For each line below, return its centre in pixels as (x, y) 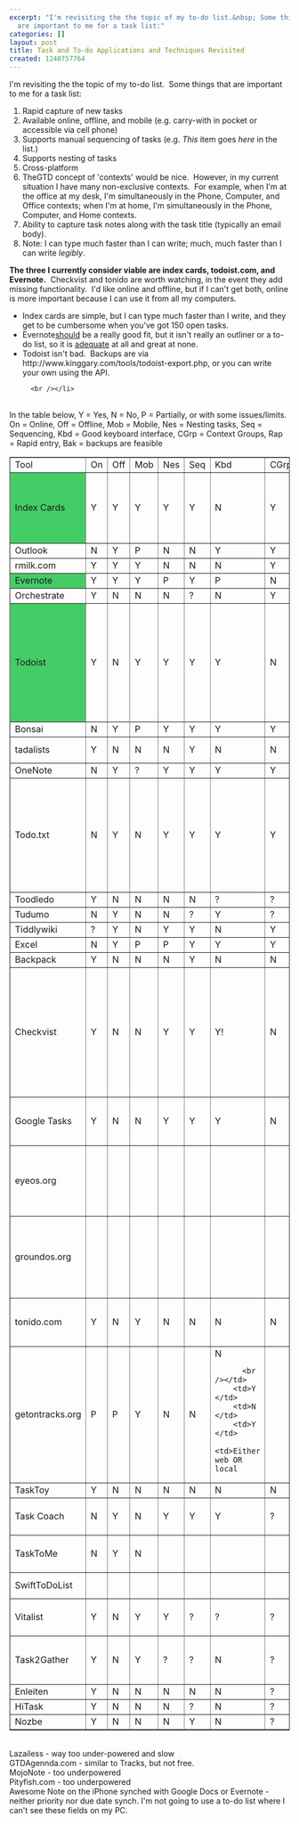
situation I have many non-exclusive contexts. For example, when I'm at (154, 187)
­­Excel (26, 945)
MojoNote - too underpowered (65, 1772)
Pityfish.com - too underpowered (70, 1782)
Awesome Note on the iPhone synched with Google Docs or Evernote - (139, 1791)
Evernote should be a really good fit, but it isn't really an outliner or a (146, 334)
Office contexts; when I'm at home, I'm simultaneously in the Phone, (147, 205)
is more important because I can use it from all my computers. (123, 298)
